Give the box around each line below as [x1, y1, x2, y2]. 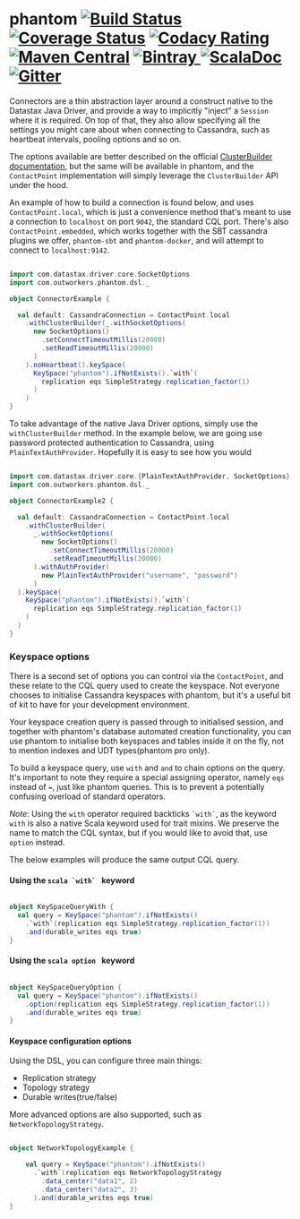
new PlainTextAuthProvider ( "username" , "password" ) [41, 571, 239, 579]
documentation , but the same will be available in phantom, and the [9, 160, 254, 171]
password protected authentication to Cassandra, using [9, 437, 215, 448]
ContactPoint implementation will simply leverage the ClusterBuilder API [9, 170, 279, 181]
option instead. [9, 837, 65, 848]
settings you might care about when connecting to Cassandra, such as [9, 124, 270, 134]
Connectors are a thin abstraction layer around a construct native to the [9, 95, 273, 107]
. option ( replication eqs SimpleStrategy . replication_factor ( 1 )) [25, 1000, 270, 1009]
